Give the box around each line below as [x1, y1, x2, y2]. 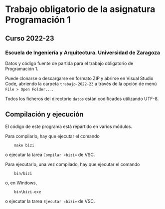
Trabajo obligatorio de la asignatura [5, 3, 156, 15]
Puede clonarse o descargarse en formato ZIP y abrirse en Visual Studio [5, 75, 154, 81]
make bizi [14, 142, 35, 148]
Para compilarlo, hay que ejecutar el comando [5, 133, 100, 139]
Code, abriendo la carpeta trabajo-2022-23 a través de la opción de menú [5, 80, 157, 86]
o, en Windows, [5, 179, 37, 185]
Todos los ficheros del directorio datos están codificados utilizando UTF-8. [5, 95, 159, 101]
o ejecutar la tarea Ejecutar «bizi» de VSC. [5, 198, 95, 204]
